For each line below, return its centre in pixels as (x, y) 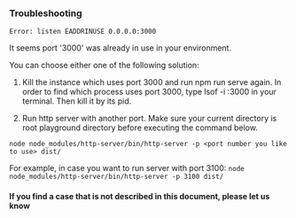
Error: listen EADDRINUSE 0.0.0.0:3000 (83, 32)
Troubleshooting (46, 13)
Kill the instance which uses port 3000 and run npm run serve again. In (152, 82)
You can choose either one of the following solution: (104, 66)
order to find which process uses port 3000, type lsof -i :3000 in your (149, 92)
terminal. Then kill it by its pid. (77, 101)
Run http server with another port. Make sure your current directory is (149, 119)
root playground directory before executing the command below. (140, 128)
